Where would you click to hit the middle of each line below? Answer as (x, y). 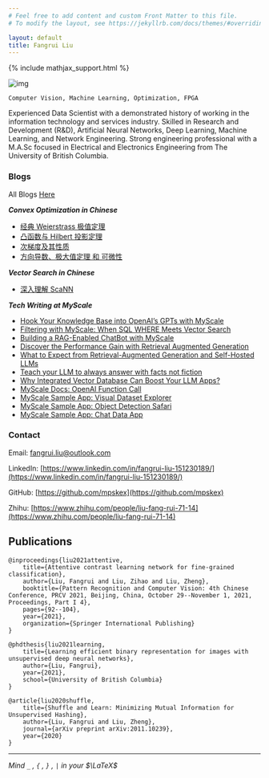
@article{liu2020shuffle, (51, 701)
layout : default (35, 38)
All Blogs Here (32, 194)
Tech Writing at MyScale (50, 305)
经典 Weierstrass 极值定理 (62, 226)
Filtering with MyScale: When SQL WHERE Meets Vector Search (125, 329)
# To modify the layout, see (57, 23)
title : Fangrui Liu (41, 45)
